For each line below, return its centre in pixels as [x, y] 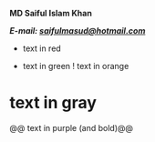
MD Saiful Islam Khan [51, 13]
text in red [41, 48]
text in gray [53, 103]
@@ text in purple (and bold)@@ [72, 127]
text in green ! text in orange [76, 66]
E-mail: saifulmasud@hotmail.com [77, 30]
